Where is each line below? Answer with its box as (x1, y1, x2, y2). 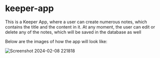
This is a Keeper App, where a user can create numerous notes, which (5, 19, 147, 25)
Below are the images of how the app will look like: (5, 38, 107, 44)
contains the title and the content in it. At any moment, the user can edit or (5, 24, 156, 29)
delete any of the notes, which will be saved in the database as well (5, 29, 141, 35)
